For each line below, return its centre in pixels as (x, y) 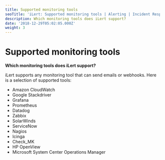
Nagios (19, 131)
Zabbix (19, 116)
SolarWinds (24, 121)
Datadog (21, 111)
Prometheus (25, 105)
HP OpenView (26, 147)
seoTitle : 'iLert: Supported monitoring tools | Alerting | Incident (78, 14)
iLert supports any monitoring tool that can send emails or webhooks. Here (81, 75)
